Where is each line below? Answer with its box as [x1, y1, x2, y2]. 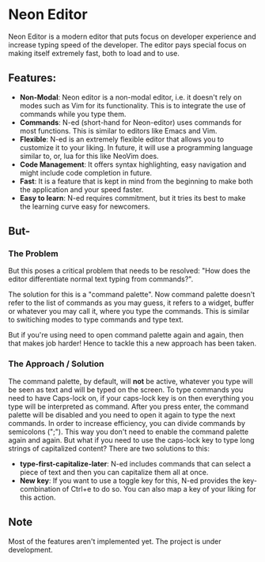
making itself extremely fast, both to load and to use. [8, 48, 180, 58]
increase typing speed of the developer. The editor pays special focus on [8, 40, 247, 49]
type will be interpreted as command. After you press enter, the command [8, 402, 249, 411]
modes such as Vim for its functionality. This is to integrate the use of [19, 100, 246, 110]
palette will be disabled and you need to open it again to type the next [8, 409, 236, 420]
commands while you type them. [19, 109, 127, 119]
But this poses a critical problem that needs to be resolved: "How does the [8, 266, 251, 276]
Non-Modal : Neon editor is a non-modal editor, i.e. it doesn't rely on [19, 92, 242, 102]
